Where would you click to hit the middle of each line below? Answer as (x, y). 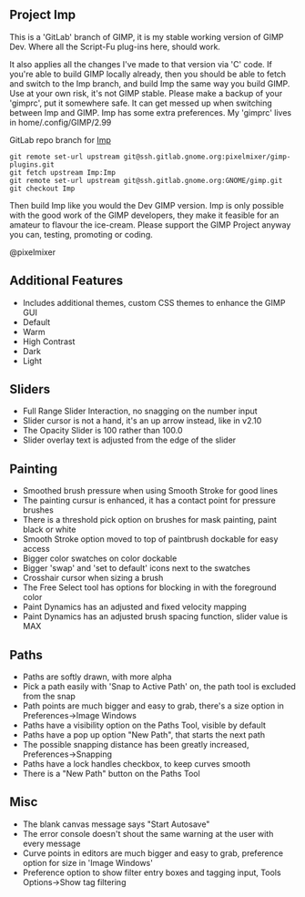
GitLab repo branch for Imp (60, 139)
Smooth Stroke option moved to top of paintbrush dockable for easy (150, 539)
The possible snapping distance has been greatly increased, (136, 745)
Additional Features (66, 281)
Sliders (30, 389)
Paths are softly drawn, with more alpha (97, 677)
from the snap (49, 697)
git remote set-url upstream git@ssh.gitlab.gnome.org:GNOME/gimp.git (146, 180)
